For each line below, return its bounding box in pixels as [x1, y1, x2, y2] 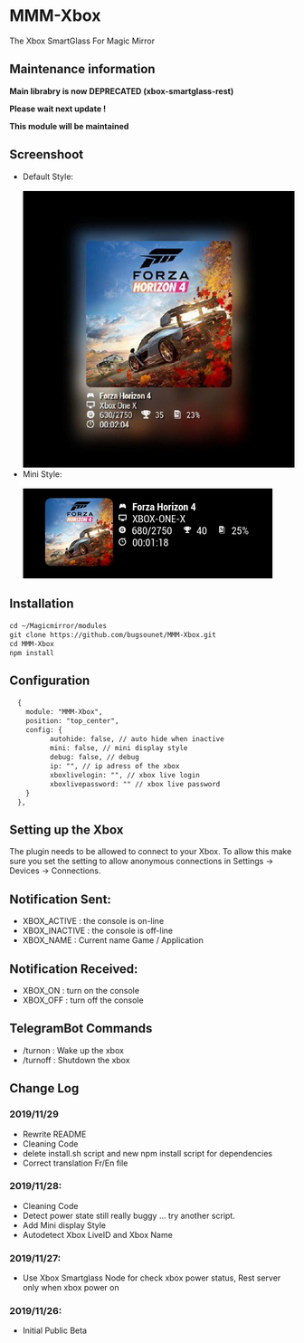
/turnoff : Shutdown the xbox [22, 1054, 130, 1065]
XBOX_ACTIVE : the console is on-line [22, 916, 165, 927]
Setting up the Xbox [9, 822, 124, 837]
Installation [9, 596, 74, 612]
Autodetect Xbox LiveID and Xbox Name [22, 1229, 174, 1240]
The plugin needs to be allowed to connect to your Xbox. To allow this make [9, 846, 292, 857]
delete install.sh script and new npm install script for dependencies [22, 1148, 273, 1158]
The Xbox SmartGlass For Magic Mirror [9, 35, 156, 46]
